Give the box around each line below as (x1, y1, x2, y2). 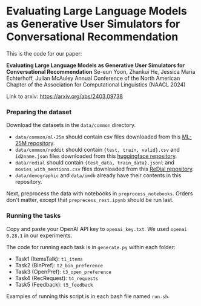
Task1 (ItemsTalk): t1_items (15, 255, 83, 262)
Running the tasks (6, 212, 61, 220)
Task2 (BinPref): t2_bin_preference (15, 261, 104, 269)
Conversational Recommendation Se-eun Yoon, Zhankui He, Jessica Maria (6, 68, 196, 75)
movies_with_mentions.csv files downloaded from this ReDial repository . (15, 165, 194, 173)
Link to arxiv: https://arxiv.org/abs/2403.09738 (6, 93, 123, 100)
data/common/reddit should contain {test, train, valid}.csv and (15, 146, 180, 154)
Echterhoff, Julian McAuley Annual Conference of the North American (6, 74, 180, 82)
